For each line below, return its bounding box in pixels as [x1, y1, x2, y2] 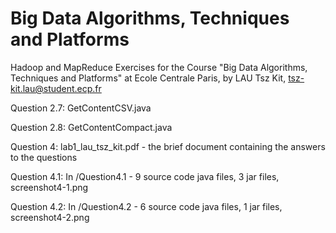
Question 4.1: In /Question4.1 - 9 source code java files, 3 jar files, [10, 170, 280, 182]
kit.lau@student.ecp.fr [10, 82, 102, 94]
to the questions [10, 151, 78, 163]
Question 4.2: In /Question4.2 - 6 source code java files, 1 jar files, [10, 200, 283, 212]
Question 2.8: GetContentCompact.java [10, 121, 173, 133]
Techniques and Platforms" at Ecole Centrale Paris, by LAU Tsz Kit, [10, 72, 287, 84]
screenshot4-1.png [10, 181, 89, 193]
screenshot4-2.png [10, 211, 90, 223]
